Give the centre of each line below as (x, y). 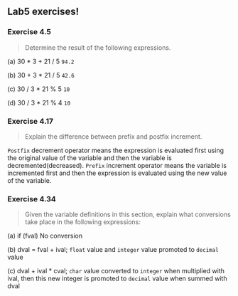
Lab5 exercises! (43, 12)
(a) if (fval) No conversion (45, 236)
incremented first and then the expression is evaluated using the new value (117, 173)
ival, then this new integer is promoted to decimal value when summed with (117, 279)
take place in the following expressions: (82, 222)
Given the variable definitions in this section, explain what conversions (128, 215)
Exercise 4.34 (32, 199)
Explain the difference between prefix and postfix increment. (113, 136)
